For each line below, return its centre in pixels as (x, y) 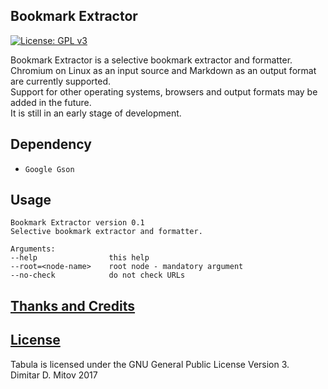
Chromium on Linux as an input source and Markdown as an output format (163, 70)
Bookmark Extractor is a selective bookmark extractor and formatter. (151, 60)
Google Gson (49, 169)
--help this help (80, 258)
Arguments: (33, 249)
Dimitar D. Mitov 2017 (54, 375)
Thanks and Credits (73, 305)
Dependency (51, 144)
